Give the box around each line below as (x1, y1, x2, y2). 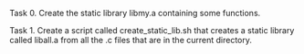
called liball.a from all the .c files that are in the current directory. (9, 35, 253, 45)
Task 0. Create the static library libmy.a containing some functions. (9, 8, 261, 18)
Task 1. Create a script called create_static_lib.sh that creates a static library (9, 25, 295, 35)
